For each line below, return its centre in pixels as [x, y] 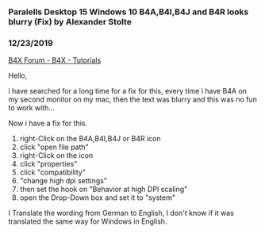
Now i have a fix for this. [48, 123]
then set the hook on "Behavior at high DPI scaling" [104, 190]
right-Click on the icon [56, 155]
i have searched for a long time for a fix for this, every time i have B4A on [128, 91]
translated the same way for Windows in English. [88, 221]
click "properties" [48, 164]
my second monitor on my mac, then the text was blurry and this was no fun [133, 100]
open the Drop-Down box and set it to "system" [98, 198]
